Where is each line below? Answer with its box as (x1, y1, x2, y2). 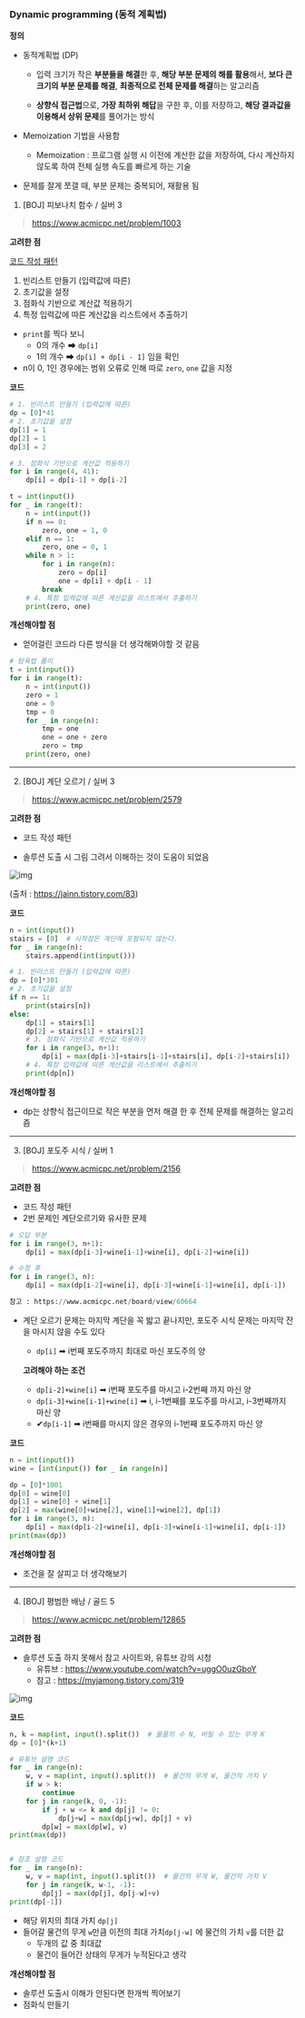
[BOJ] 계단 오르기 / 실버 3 (22, 775, 115, 787)
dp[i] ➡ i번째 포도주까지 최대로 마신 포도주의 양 (35, 1345, 206, 1356)
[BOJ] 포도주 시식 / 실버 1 (22, 1145, 113, 1156)
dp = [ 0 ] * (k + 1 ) (9, 1738, 67, 1747)
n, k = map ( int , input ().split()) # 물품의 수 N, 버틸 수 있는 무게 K (9, 1729, 265, 1739)
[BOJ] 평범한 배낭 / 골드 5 (22, 1596, 115, 1606)
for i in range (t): (9, 674, 84, 683)
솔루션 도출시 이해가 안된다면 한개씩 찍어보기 (22, 1987, 182, 1998)
